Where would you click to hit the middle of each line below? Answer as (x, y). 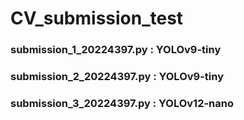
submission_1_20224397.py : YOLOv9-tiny (116, 50)
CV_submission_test (97, 18)
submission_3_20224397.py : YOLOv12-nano (122, 103)
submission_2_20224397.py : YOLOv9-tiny (117, 77)
